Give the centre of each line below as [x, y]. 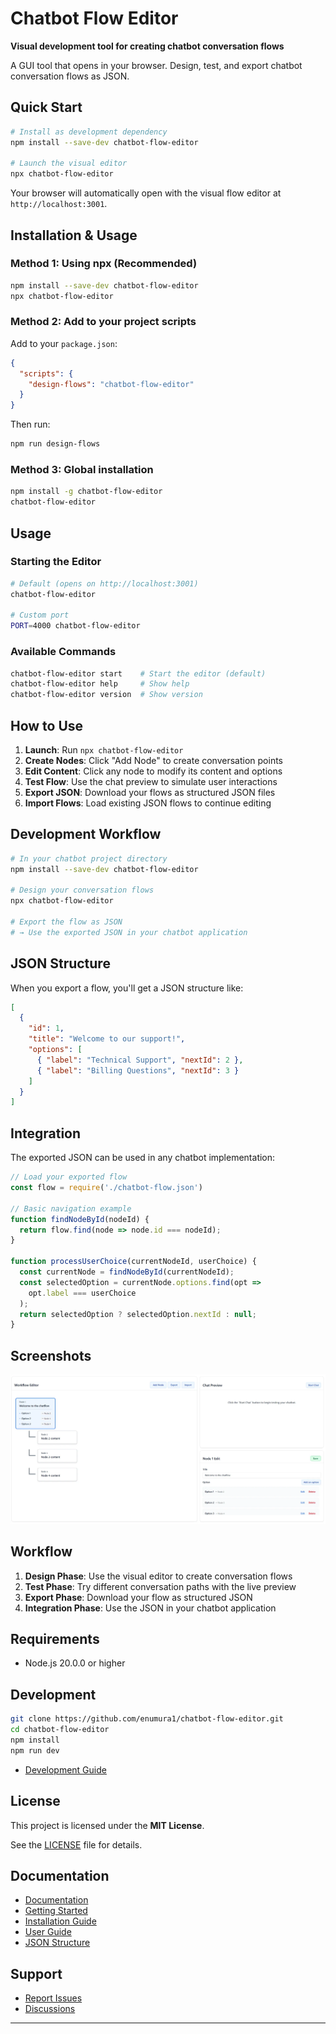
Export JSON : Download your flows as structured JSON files [150, 792]
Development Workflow [86, 834]
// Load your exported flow [69, 1177]
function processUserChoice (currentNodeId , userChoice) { [133, 1262]
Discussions [50, 2009]
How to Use [47, 725]
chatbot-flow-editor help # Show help [100, 684]
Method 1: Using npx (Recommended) [104, 264]
